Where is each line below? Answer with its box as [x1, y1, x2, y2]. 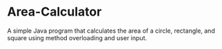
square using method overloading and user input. [7, 33, 147, 42]
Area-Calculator [7, 4, 102, 20]
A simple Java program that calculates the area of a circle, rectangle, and [7, 27, 215, 35]
